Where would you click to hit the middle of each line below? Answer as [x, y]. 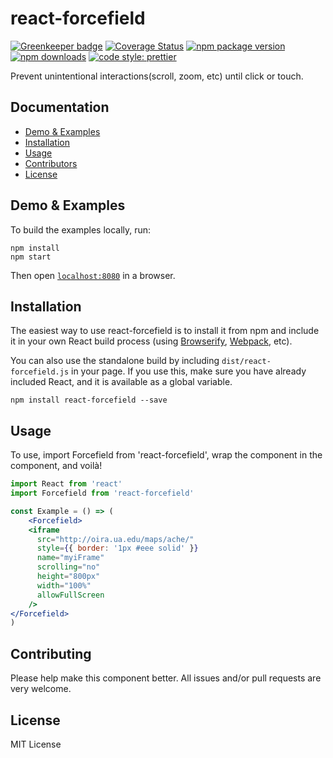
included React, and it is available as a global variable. [121, 382]
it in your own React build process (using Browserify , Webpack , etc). [151, 341]
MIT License [36, 744]
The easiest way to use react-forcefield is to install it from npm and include [165, 331]
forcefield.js [40, 372]
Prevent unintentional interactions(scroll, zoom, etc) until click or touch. [157, 76]
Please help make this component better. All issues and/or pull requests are [166, 678]
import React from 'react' [66, 484]
